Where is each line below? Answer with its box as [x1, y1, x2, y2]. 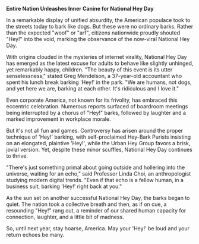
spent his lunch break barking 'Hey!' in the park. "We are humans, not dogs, [6, 79, 192, 86]
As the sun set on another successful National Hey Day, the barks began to [6, 195, 190, 201]
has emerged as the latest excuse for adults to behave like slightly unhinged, [6, 60, 194, 67]
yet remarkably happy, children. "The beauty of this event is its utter [6, 66, 173, 73]
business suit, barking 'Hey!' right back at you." [6, 183, 122, 190]
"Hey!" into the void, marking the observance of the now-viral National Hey [6, 36, 190, 42]
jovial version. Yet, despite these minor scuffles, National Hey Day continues [6, 146, 193, 153]
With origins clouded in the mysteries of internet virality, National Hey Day [6, 54, 187, 60]
